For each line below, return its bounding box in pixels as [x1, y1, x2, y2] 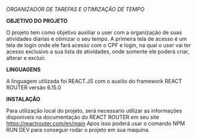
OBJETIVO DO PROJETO [6, 17, 68, 24]
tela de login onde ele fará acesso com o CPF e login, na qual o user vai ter [6, 42, 192, 49]
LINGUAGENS [6, 66, 41, 73]
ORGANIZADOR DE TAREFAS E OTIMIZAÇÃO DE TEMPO [6, 6, 145, 13]
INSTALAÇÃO [6, 96, 41, 102]
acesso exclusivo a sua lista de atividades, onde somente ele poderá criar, [6, 48, 190, 55]
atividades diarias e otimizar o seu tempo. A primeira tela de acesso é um [6, 35, 187, 42]
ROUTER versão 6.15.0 [6, 84, 62, 91]
